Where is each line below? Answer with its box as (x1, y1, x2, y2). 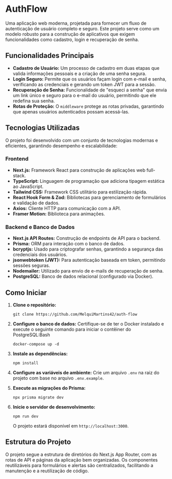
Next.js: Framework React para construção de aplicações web (12, 167, 146, 173)
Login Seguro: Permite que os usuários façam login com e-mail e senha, (12, 75, 167, 82)
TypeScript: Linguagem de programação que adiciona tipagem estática (12, 178, 165, 184)
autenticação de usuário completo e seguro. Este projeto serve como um (5, 25, 160, 31)
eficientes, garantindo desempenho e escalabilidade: (5, 142, 118, 149)
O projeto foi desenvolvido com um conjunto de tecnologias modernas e (5, 137, 158, 143)
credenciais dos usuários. (12, 252, 68, 258)
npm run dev (12, 414, 39, 419)
